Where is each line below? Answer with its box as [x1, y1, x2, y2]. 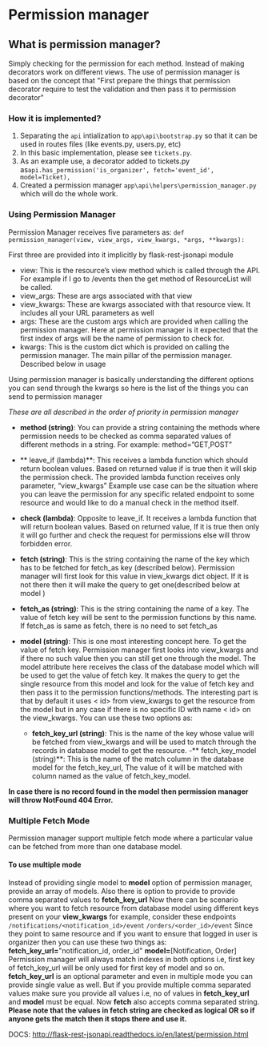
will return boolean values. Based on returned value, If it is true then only [19, 521, 260, 531]
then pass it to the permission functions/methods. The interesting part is [19, 687, 258, 697]
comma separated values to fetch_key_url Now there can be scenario [8, 895, 238, 904]
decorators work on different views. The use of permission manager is [8, 67, 240, 77]
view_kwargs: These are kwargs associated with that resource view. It [19, 299, 250, 309]
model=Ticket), [19, 174, 71, 182]
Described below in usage [19, 359, 106, 368]
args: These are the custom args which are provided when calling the [19, 316, 249, 326]
